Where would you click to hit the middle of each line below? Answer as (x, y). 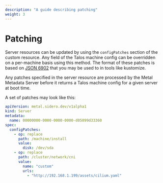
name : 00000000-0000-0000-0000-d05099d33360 (56, 121)
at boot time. (18, 88)
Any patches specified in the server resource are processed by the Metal (79, 77)
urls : (28, 171)
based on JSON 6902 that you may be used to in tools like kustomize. (76, 68)
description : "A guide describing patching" (51, 10)
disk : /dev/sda (38, 148)
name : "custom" (38, 166)
